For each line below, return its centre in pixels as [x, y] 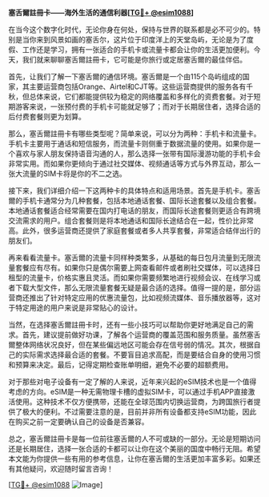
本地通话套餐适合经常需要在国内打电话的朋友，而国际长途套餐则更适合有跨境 [134, 210]
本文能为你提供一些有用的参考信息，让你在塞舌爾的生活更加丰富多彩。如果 [131, 459]
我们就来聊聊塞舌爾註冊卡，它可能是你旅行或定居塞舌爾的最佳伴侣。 [134, 60]
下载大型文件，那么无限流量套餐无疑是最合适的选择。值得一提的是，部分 [134, 288]
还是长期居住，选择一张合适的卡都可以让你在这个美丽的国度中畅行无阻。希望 [134, 449]
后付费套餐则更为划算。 [47, 116]
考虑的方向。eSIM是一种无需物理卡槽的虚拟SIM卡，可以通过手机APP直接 [128, 392]
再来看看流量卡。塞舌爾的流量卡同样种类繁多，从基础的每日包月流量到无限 [131, 258]
